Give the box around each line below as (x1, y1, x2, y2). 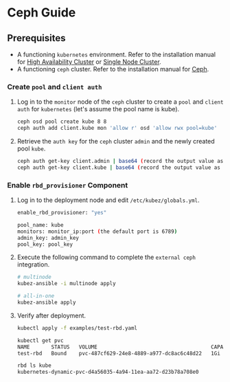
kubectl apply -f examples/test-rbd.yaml (16, 324, 138, 331)
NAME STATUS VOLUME (16, 344, 97, 350)
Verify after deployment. (16, 311, 87, 319)
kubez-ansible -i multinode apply (16, 280, 116, 287)
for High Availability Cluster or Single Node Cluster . (16, 58, 161, 66)
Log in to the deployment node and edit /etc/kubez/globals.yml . (16, 196, 200, 204)
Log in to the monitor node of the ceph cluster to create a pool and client (16, 98, 224, 106)
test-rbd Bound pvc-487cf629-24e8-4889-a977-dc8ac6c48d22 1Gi (16, 350, 221, 357)
